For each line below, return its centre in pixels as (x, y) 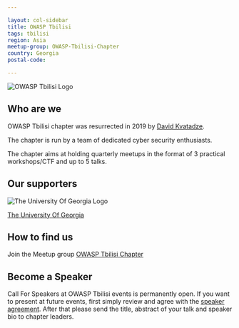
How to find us (40, 237)
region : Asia (27, 40)
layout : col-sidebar (38, 20)
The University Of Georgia (46, 215)
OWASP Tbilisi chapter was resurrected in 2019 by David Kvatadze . (106, 126)
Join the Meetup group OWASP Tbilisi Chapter (76, 255)
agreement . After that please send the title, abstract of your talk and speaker (120, 309)
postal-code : (27, 60)
